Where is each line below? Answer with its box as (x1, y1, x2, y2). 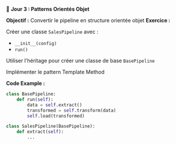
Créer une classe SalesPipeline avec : (6, 28, 98, 35)
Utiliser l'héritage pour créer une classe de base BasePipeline (6, 57, 155, 64)
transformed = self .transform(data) (27, 107, 116, 114)
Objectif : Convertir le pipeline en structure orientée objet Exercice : (6, 17, 171, 23)
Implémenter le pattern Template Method (6, 68, 105, 76)
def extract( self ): (16, 129, 64, 135)
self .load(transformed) (27, 113, 85, 119)
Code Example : (6, 80, 45, 87)
